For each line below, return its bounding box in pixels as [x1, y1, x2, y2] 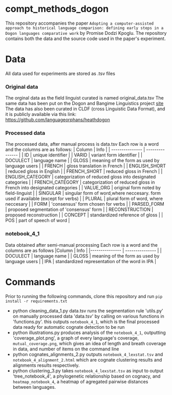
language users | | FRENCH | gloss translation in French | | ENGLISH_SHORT [5, 163, 166, 169]
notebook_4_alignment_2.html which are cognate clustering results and [12, 357, 162, 363]
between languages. [12, 384, 56, 390]
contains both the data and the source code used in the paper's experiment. [5, 35, 166, 42]
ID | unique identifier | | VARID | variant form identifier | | [24, 152, 142, 158]
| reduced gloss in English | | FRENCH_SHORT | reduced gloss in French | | [5, 168, 163, 174]
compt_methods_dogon [5, 3, 109, 15]
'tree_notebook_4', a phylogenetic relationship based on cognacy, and [12, 373, 161, 379]
